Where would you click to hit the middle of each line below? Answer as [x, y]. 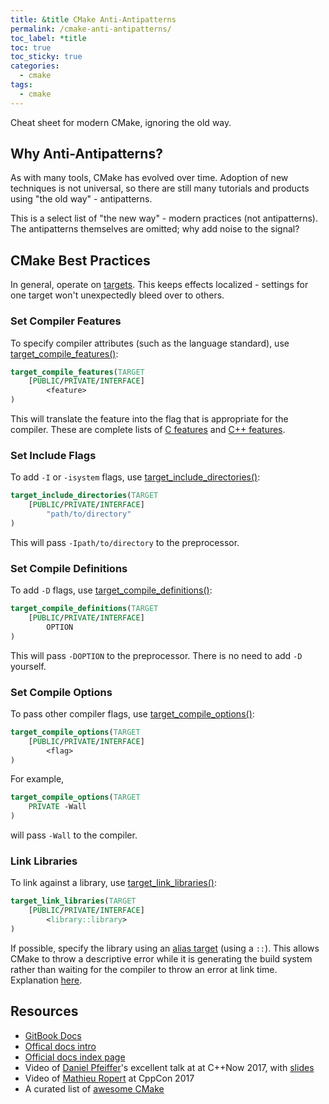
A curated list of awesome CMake [94, 1088]
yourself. [28, 666]
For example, [37, 779]
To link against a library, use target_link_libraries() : [114, 883]
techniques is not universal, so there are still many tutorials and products [160, 188]
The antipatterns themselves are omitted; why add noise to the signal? [155, 229]
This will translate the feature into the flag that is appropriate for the [149, 419]
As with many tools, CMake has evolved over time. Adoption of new [149, 178]
